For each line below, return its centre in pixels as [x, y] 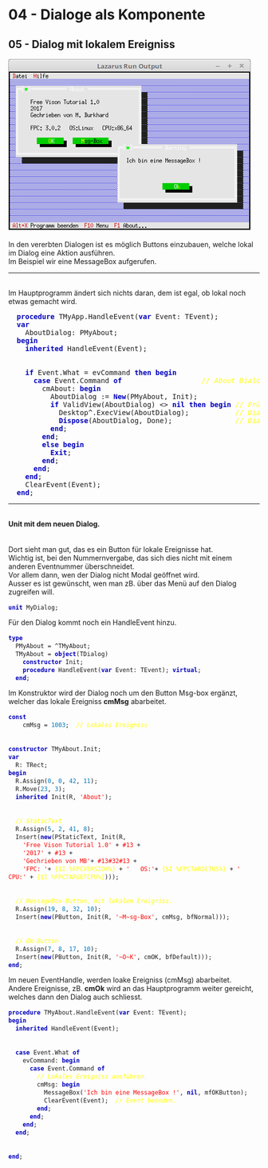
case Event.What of [48, 1053]
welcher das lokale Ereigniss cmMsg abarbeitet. [87, 701]
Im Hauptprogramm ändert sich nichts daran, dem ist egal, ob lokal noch [127, 293]
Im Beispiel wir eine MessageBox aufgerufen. [83, 261]
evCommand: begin [51, 1061]
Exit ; [61, 452]
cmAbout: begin [71, 388]
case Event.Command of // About [134, 380]
